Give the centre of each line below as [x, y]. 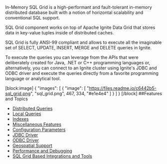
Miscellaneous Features [37, 124]
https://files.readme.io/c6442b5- [123, 88]
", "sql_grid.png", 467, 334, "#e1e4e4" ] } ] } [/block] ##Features [96, 93]
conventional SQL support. [33, 18]
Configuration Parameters [39, 130]
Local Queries [27, 114]
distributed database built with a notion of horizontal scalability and [74, 12]
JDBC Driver [25, 135]
